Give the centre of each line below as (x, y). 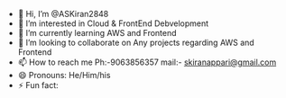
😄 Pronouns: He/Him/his (64, 75)
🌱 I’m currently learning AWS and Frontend (97, 33)
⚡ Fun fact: (38, 85)
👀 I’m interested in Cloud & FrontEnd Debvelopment (113, 23)
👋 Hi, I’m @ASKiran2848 (63, 14)
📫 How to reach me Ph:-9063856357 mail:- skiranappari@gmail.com (147, 62)
